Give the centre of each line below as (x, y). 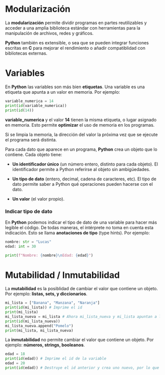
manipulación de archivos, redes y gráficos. (49, 33)
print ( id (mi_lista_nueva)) (33, 321)
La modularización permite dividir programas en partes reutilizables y (76, 23)
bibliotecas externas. (26, 53)
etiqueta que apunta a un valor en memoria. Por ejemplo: (63, 92)
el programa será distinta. (31, 139)
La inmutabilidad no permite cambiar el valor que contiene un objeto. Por (79, 340)
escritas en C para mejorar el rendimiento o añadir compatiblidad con (75, 48)
